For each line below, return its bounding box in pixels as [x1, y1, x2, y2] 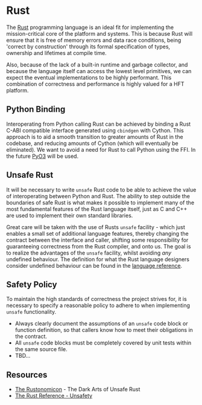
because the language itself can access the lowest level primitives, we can [6, 67, 192, 74]
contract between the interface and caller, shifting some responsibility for [6, 236, 189, 244]
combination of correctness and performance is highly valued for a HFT [6, 80, 185, 88]
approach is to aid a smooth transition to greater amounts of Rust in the [6, 133, 183, 140]
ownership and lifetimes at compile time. [6, 49, 107, 56]
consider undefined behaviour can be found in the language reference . [6, 262, 183, 269]
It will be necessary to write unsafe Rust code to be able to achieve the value [6, 186, 197, 193]
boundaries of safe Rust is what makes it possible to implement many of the [6, 199, 195, 206]
